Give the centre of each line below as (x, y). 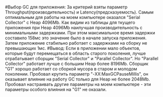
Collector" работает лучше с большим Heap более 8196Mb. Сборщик (77, 64)
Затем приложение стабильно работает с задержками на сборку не (76, 43)
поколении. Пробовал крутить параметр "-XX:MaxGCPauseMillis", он (77, 74)
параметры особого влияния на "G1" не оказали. (56, 89)
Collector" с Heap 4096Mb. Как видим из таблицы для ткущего (70, 22)
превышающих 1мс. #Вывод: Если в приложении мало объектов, (73, 48)
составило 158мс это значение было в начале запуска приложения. (76, 38)
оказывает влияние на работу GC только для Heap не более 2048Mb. (77, 79)
